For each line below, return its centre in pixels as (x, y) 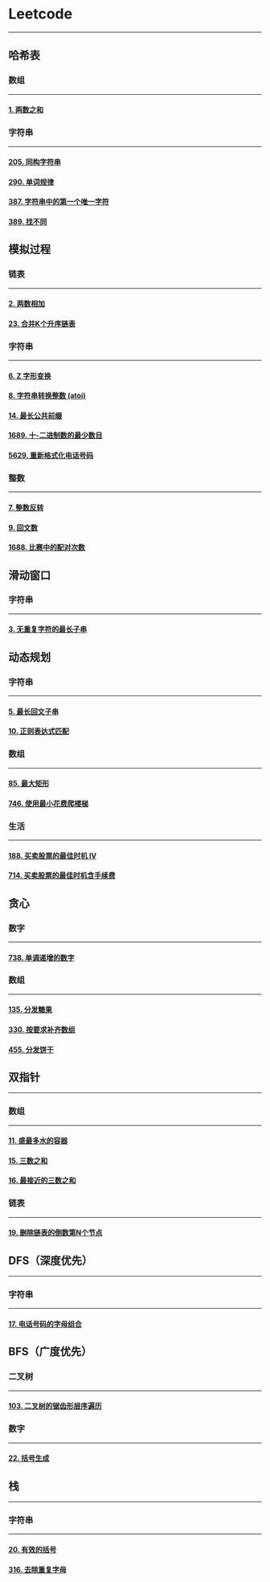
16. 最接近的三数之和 (42, 1180)
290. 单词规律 (31, 182)
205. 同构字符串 (35, 162)
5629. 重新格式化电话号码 (51, 456)
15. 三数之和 (28, 1160)
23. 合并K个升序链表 (42, 323)
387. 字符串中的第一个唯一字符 (59, 202)
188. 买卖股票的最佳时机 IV (53, 855)
